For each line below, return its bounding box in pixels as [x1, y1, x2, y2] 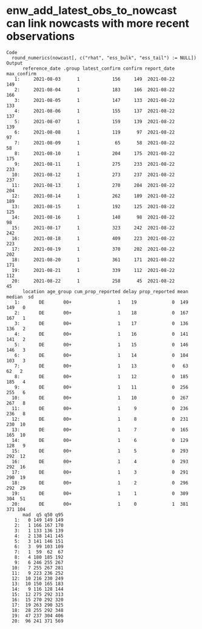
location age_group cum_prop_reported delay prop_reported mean [22, 288, 189, 294]
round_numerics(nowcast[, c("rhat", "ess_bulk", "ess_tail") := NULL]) [12, 55, 197, 61]
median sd [6, 294, 34, 300]
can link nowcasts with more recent [6, 16, 190, 30]
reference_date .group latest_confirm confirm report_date [22, 65, 175, 72]
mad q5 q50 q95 [22, 511, 64, 518]
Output [6, 60, 23, 66]
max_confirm [6, 70, 36, 76]
